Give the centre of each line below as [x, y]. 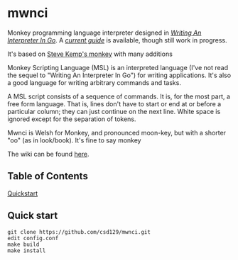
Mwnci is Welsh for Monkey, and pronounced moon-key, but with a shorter [117, 132]
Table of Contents [48, 176]
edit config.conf [33, 238]
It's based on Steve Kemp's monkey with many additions [90, 54]
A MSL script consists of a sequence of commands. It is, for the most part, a [119, 96]
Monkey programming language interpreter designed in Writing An [104, 33]
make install [27, 250]
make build [23, 244]
